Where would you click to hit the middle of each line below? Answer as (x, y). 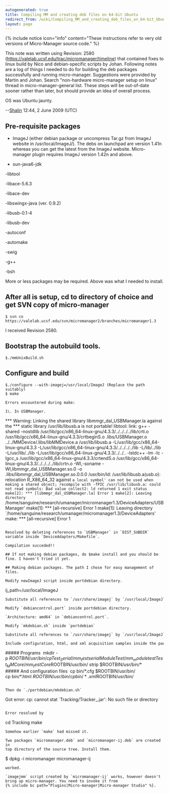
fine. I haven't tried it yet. (38, 559)
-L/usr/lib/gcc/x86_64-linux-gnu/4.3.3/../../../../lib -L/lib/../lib (99, 447)
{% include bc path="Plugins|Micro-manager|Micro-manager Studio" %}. (81, 786)
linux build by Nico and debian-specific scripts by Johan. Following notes (81, 64)
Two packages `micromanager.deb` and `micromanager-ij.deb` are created (83, 741)
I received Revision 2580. (31, 330)
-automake (17, 242)
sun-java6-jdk (27, 164)
